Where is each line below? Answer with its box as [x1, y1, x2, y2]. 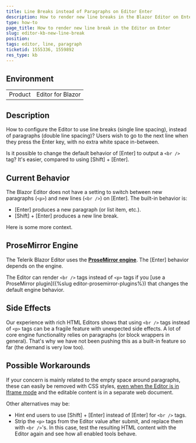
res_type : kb [6, 52, 38, 58]
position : [6, 36, 30, 42]
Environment [6, 74, 54, 84]
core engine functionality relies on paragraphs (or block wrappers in [6, 331, 170, 338]
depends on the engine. [6, 262, 64, 270]
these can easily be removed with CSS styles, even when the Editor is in [6, 382, 180, 390]
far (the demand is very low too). [6, 343, 85, 350]
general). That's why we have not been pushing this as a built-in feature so [6, 338, 186, 345]
